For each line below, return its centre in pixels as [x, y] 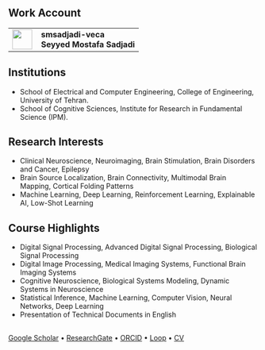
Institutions [37, 73]
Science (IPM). [44, 117]
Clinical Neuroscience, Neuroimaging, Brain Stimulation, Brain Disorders [137, 161]
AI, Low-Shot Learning [56, 203]
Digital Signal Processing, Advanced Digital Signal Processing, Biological [138, 247]
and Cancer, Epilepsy [54, 169]
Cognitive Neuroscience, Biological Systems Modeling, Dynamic [125, 281]
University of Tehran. [54, 100]
